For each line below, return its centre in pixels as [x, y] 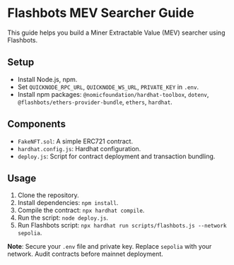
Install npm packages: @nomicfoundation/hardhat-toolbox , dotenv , [113, 94]
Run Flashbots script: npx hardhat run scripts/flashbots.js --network [122, 225]
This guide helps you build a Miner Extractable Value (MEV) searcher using [116, 33]
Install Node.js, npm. [47, 79]
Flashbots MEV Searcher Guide [101, 13]
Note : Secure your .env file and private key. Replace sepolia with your [110, 247]
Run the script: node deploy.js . [63, 218]
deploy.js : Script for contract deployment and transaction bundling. [116, 156]
